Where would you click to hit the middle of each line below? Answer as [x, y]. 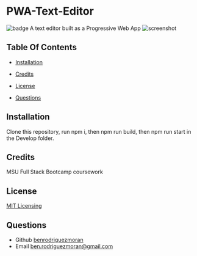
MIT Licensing [24, 206]
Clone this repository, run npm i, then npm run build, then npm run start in [99, 131]
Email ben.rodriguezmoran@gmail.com [64, 246]
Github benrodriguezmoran [49, 240]
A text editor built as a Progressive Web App [85, 28]
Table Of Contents [42, 47]
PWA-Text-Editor [50, 11]
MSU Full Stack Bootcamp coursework [55, 172]
